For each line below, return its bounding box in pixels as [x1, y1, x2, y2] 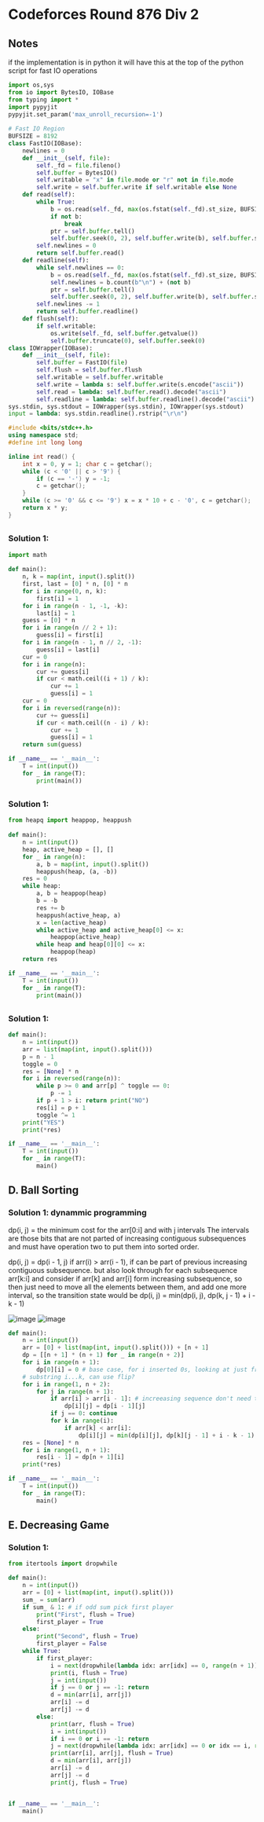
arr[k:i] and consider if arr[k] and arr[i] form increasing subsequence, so [8, 1274, 242, 1283]
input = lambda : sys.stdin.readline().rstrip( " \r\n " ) [8, 410, 189, 418]
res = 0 [22, 874, 47, 883]
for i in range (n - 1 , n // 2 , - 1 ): [22, 639, 143, 647]
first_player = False [36, 1640, 108, 1648]
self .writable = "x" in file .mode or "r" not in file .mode [36, 176, 234, 184]
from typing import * [8, 96, 79, 104]
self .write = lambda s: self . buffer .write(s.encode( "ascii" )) [36, 380, 244, 388]
